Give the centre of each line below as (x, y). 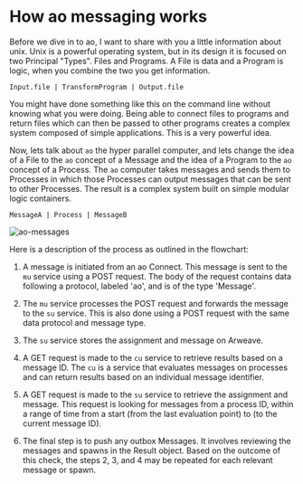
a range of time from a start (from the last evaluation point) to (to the (150, 413)
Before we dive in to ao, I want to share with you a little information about (146, 42)
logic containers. (41, 198)
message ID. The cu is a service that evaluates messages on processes (155, 367)
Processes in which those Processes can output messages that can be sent (150, 179)
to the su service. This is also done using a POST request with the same (156, 313)
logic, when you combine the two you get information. (110, 71)
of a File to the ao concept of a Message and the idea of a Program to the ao (151, 159)
